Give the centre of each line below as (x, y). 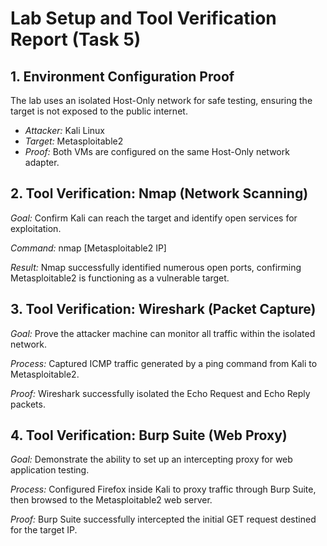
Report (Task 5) (76, 39)
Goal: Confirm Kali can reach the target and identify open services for (154, 218)
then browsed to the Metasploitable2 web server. (111, 500)
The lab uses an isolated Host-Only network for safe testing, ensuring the (161, 100)
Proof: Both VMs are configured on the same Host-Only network (157, 151)
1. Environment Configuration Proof (122, 76)
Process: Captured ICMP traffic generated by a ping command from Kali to (164, 363)
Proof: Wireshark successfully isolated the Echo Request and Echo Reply (160, 393)
